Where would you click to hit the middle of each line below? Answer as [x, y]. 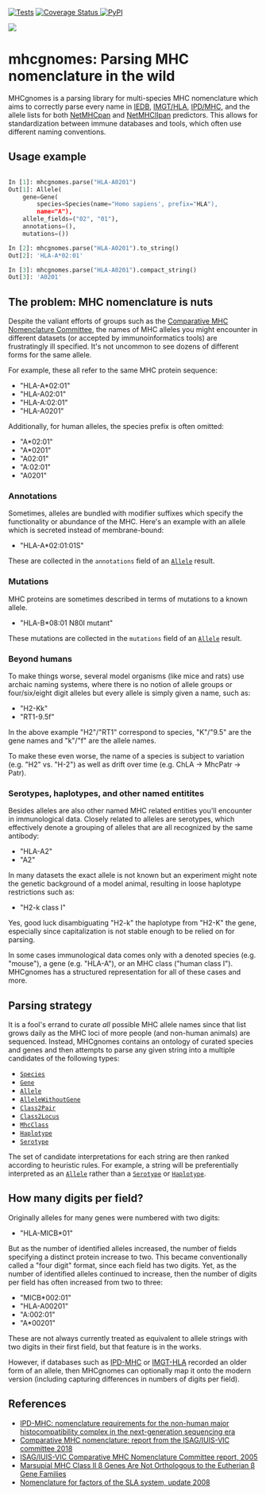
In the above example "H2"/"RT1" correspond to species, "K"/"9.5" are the [130, 732]
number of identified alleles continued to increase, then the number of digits [133, 1273]
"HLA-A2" [36, 852]
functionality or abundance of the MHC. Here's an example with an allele [127, 522]
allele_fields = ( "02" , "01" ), [71, 219]
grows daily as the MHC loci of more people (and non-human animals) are [129, 1033]
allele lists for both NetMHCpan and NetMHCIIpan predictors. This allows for [133, 114]
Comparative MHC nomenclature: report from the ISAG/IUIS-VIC [125, 1440]
